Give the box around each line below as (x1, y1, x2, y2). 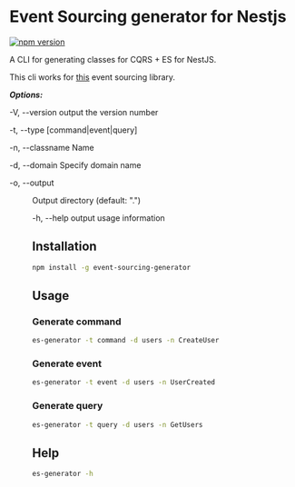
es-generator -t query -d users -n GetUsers (32, 420, 203, 429)
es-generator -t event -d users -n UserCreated (32, 378, 216, 387)
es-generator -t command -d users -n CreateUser (32, 336, 220, 345)
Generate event (32, 357, 103, 370)
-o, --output (9, 177, 54, 188)
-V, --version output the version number (9, 106, 159, 117)
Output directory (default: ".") (32, 194, 142, 205)
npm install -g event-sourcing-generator (32, 263, 192, 272)
